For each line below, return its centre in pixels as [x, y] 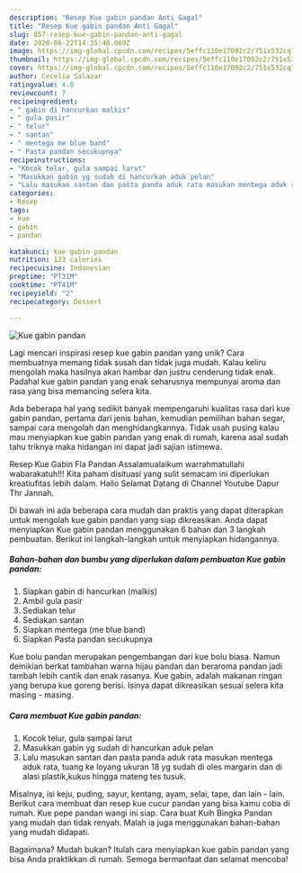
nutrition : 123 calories [56, 260]
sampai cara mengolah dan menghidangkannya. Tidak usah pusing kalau [144, 427]
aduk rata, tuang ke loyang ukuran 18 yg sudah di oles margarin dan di [152, 767]
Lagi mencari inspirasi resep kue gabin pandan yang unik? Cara [127, 353]
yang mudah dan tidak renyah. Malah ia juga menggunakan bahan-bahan [145, 823]
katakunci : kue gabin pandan [64, 252]
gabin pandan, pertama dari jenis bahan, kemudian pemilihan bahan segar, [147, 418]
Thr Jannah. [32, 492]
